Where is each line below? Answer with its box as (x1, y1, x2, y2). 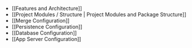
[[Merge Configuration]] (11, 17, 70, 24)
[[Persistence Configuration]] (11, 23, 83, 30)
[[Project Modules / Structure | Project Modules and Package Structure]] (11, 11, 187, 18)
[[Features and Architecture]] (11, 5, 82, 12)
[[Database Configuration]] (11, 29, 77, 36)
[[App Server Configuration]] (11, 36, 81, 42)
